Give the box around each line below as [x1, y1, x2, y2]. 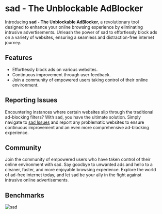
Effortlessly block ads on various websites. [12, 66, 98, 72]
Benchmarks [5, 191, 45, 199]
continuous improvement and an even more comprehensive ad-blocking [5, 124, 149, 130]
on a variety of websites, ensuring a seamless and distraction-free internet [5, 34, 154, 40]
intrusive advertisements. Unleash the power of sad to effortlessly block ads [5, 29, 158, 35]
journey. [5, 39, 21, 45]
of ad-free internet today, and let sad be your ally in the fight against [5, 172, 142, 178]
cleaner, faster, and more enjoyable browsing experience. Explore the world [5, 167, 156, 173]
